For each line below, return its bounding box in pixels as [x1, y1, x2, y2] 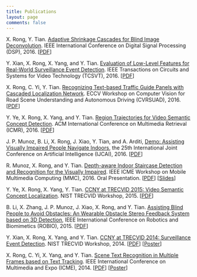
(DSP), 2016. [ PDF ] [6, 48, 52, 56]
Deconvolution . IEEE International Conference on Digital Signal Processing [6, 42, 186, 49]
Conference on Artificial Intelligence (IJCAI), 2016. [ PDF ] [6, 151, 143, 158]
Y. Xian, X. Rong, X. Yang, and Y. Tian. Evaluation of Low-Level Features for [6, 60, 190, 67]
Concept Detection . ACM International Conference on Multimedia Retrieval [6, 120, 187, 128]
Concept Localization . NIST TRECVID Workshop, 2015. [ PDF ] [6, 193, 154, 200]
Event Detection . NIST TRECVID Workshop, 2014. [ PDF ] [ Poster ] [6, 240, 162, 247]
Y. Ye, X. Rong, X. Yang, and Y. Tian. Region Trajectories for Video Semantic [6, 114, 191, 121]
